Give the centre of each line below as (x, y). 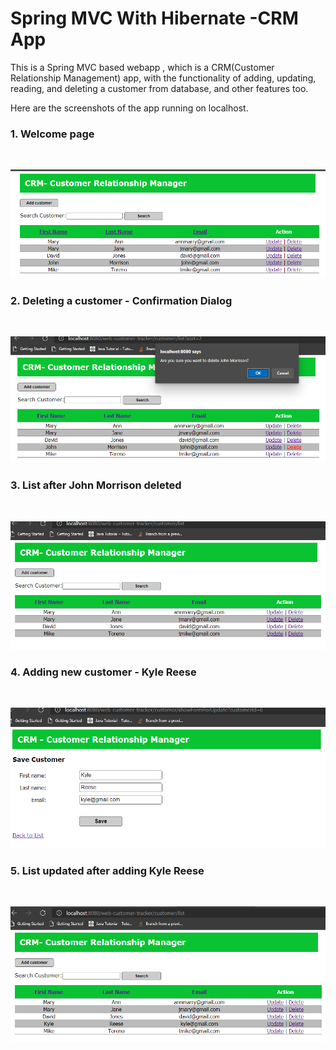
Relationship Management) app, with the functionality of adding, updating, (163, 78)
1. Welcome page (52, 134)
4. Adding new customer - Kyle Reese (103, 672)
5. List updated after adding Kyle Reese (107, 870)
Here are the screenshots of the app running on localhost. (129, 108)
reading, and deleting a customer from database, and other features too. (159, 88)
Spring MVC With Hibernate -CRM (154, 18)
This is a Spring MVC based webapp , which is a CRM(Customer (142, 67)
